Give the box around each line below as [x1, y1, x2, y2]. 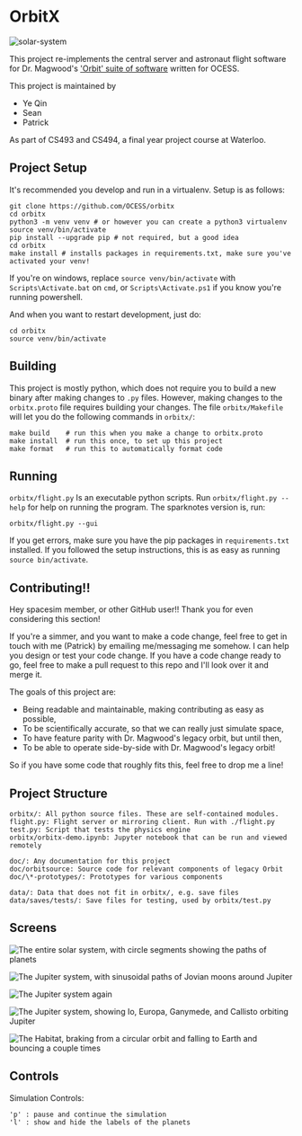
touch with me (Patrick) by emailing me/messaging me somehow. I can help [9, 641, 289, 652]
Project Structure [9, 785, 108, 801]
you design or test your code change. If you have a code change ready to [9, 650, 281, 661]
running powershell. [9, 291, 84, 302]
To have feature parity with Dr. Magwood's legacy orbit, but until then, [22, 732, 282, 743]
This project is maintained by [9, 80, 117, 91]
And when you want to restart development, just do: [9, 308, 202, 320]
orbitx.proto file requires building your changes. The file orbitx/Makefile [9, 402, 284, 413]
